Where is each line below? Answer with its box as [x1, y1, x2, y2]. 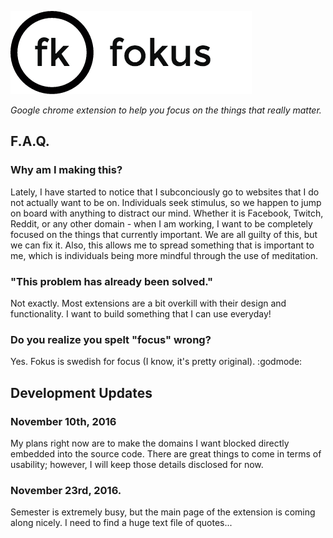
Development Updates [10, 384, 153, 401]
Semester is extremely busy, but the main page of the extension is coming [10, 506, 316, 518]
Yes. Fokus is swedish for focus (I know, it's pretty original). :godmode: [10, 356, 303, 368]
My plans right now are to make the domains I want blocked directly [10, 437, 290, 449]
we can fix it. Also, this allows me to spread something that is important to [10, 239, 315, 251]
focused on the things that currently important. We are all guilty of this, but [10, 228, 318, 240]
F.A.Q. [10, 133, 50, 150]
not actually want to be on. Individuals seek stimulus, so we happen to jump [10, 196, 322, 208]
